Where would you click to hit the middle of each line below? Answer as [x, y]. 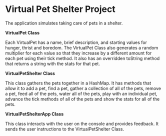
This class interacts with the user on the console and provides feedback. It [82, 123]
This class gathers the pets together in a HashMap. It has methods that [78, 83]
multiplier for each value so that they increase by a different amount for [78, 53]
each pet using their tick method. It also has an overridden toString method [82, 58]
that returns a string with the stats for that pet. [52, 63]
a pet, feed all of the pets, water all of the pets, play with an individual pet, [81, 93]
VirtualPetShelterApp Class [34, 114]
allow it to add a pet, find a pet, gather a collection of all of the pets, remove [83, 88]
